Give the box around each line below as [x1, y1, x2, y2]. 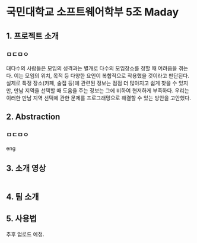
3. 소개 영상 [6, 163, 46, 173]
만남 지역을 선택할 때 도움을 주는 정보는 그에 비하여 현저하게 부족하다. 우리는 [14, 87, 190, 94]
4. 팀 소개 [6, 191, 39, 202]
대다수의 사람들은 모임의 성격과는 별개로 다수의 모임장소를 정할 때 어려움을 [6, 65, 177, 72]
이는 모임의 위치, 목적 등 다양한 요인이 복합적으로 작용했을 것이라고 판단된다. [14, 72, 190, 79]
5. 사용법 [6, 214, 37, 224]
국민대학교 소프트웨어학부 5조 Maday [6, 5, 179, 19]
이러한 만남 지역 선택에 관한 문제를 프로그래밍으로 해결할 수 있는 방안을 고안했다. [6, 94, 192, 101]
